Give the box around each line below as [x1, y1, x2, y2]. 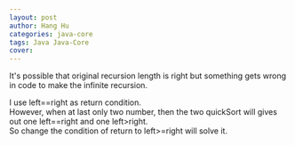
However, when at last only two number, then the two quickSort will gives [9, 107, 278, 117]
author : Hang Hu [9, 21, 69, 30]
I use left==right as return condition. [9, 97, 142, 108]
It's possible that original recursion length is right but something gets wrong [9, 70, 287, 81]
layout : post [9, 12, 58, 22]
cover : [9, 46, 34, 55]
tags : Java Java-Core [9, 37, 90, 47]
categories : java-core [9, 29, 93, 38]
